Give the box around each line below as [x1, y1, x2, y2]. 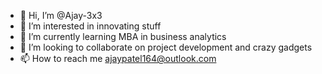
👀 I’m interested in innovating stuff [19, 20, 162, 32]
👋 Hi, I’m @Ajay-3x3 [19, 10, 103, 21]
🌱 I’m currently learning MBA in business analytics [19, 31, 227, 42]
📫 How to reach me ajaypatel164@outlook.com [19, 53, 217, 64]
